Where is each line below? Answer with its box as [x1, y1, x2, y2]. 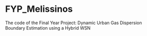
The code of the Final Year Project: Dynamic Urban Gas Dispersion [5, 20, 142, 26]
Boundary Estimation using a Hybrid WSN [5, 25, 91, 31]
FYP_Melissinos [5, 3, 73, 15]
